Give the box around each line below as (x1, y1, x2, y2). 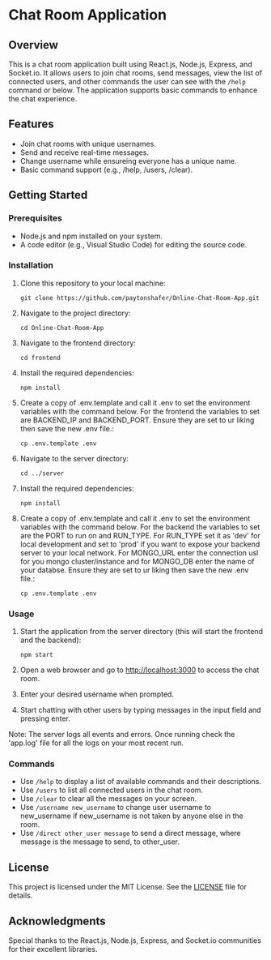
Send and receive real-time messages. (19, 148, 150, 157)
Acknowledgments (8, 914, 107, 928)
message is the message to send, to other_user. (19, 837, 180, 846)
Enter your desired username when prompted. (19, 689, 174, 699)
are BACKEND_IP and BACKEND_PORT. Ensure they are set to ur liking (19, 415, 255, 425)
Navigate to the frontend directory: (19, 338, 136, 348)
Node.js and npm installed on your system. (19, 231, 163, 241)
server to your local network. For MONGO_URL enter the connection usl (19, 547, 259, 557)
